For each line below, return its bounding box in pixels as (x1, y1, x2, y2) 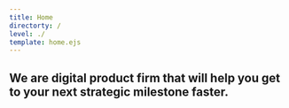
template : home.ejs (9, 37, 82, 47)
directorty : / (9, 21, 62, 30)
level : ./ (9, 29, 46, 38)
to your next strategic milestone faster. (9, 84, 229, 99)
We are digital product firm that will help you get (9, 70, 281, 85)
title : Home (9, 12, 53, 22)
